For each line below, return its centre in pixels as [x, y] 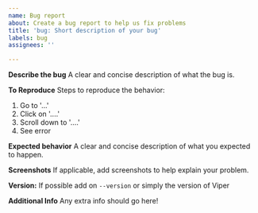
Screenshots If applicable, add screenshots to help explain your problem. [129, 170]
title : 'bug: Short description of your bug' [85, 30]
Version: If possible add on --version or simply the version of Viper [119, 186]
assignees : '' [32, 45]
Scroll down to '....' [50, 122]
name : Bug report [37, 15]
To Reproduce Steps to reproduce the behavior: [87, 90]
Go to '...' [34, 106]
